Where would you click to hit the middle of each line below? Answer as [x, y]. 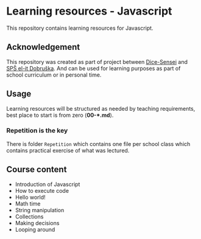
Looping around [35, 229]
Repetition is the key [37, 131]
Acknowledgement [43, 47]
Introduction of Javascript [48, 184]
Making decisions [37, 223]
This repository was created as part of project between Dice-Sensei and [97, 61]
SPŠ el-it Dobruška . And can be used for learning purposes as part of [93, 68]
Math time [28, 203]
